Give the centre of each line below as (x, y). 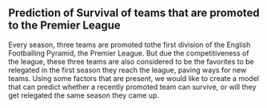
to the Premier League (65, 26)
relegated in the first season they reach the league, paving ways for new (128, 70)
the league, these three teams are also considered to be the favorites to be (131, 61)
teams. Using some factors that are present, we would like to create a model (134, 78)
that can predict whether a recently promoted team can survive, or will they (132, 87)
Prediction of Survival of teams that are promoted (134, 13)
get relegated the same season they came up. (84, 95)
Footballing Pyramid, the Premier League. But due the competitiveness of (129, 53)
